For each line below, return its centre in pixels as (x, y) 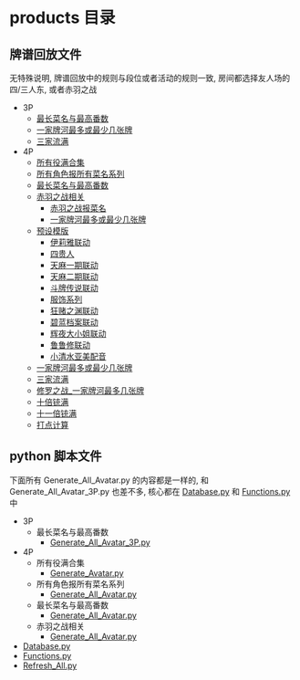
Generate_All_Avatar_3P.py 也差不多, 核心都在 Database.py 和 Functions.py (150, 491)
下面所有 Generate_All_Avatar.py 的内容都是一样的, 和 (109, 480)
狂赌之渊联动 (74, 311)
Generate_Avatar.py (87, 573)
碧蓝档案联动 (74, 322)
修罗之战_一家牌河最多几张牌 (90, 391)
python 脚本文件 (56, 456)
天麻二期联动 (74, 277)
